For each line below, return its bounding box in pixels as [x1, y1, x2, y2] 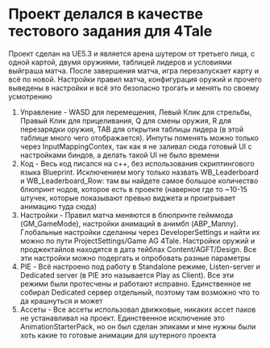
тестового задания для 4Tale [8, 22, 213, 40]
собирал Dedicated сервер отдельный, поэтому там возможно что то [19, 287, 260, 297]
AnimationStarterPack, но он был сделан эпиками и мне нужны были [19, 321, 256, 331]
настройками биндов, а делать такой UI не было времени [19, 150, 220, 160]
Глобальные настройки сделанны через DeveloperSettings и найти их [19, 227, 260, 237]
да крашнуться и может [19, 296, 103, 305]
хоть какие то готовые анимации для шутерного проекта [19, 330, 217, 340]
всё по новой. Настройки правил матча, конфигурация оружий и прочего [8, 74, 262, 84]
